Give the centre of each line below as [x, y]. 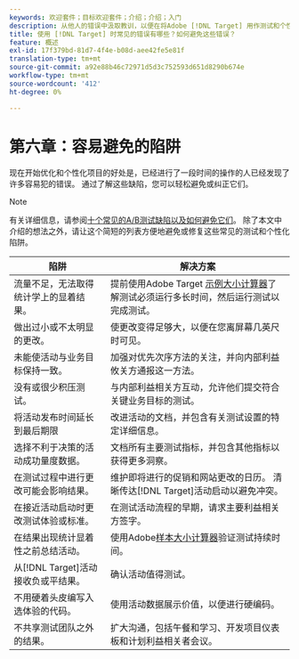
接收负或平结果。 [50, 582]
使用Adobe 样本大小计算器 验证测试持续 [191, 538]
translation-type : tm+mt [55, 59]
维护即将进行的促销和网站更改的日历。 [190, 477]
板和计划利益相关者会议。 [164, 641]
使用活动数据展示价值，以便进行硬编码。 [195, 605]
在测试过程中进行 [50, 477]
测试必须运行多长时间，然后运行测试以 [199, 297]
